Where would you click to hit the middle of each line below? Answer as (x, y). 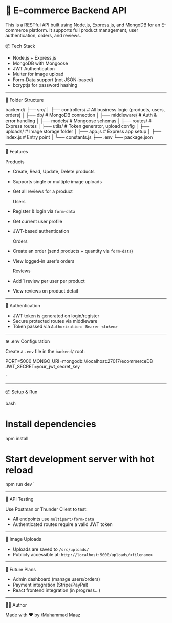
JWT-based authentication (41, 231)
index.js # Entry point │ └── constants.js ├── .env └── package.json (79, 137)
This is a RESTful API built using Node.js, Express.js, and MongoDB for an (83, 25)
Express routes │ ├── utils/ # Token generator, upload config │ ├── (78, 126)
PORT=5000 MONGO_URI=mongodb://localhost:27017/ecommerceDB (79, 361)
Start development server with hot (80, 459)
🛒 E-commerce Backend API (66, 11)
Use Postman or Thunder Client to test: (47, 509)
